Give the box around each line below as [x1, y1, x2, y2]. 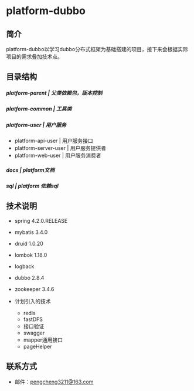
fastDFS [23, 316, 43, 323]
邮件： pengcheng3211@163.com [14, 378, 94, 385]
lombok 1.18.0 [14, 251, 47, 258]
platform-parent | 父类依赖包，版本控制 [6, 89, 103, 96]
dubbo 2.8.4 [14, 274, 45, 281]
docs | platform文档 [6, 166, 55, 173]
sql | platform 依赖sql [6, 182, 59, 189]
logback [14, 263, 35, 270]
